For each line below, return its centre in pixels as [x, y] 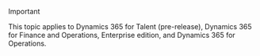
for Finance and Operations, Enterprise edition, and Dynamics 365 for [122, 35]
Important [24, 11]
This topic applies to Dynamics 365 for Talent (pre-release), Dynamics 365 [130, 26]
